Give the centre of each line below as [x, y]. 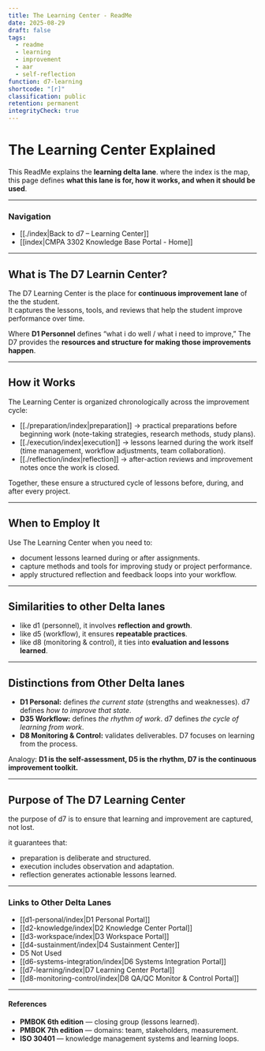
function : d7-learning [45, 81]
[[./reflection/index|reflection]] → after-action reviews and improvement [136, 459]
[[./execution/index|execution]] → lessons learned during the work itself [136, 442]
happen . [22, 351]
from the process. [49, 744]
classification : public [47, 96]
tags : [17, 38]
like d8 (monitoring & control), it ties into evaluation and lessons [124, 642]
